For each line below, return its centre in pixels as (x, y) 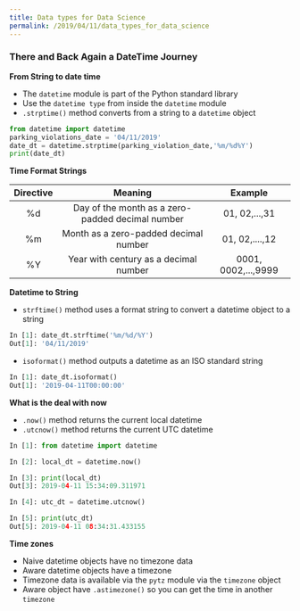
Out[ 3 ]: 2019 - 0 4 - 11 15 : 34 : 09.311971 (77, 486)
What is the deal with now (58, 402)
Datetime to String (44, 293)
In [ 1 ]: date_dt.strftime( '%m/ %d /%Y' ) (81, 335)
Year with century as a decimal (133, 260)
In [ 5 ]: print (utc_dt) (51, 518)
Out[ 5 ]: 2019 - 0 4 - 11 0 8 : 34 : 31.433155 (77, 527)
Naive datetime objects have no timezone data (108, 561)
